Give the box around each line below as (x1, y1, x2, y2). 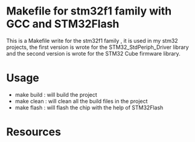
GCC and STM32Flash (6, 17, 120, 31)
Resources (6, 125, 62, 139)
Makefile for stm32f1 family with (6, 4, 172, 18)
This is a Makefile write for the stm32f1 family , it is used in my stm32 (6, 37, 178, 44)
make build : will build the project (14, 91, 98, 98)
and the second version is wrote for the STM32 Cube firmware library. (6, 50, 181, 57)
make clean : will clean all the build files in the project (14, 97, 148, 105)
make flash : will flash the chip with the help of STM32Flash (14, 104, 164, 111)
